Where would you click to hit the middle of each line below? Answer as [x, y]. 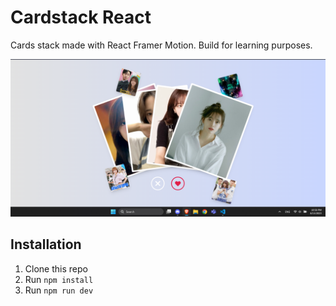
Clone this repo [56, 268]
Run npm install [59, 279]
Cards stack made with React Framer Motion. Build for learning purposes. [161, 45]
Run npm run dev [59, 290]
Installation [46, 244]
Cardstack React [81, 17]
